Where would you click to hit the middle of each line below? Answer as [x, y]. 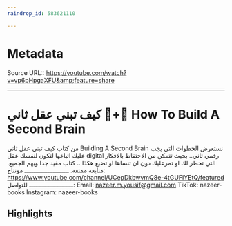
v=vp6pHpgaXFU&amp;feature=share [61, 80]
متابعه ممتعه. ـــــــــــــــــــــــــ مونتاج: [56, 170]
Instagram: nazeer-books [62, 192]
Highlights [30, 213]
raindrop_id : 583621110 [41, 13]
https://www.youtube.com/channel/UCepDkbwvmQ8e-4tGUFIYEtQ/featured [116, 177]
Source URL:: [26, 72]
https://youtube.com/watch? [86, 72]
